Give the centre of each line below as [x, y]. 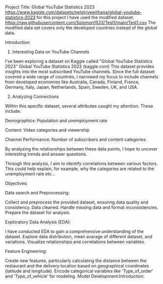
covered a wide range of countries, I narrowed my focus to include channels [82, 77]
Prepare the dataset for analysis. [38, 212]
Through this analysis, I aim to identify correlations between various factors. [81, 163]
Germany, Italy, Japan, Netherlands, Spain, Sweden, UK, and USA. [72, 87]
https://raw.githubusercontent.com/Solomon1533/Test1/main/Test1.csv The [81, 22]
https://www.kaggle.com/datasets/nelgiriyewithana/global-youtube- [74, 12]
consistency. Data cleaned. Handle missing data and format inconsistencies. [82, 207]
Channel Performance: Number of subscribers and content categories [76, 139]
